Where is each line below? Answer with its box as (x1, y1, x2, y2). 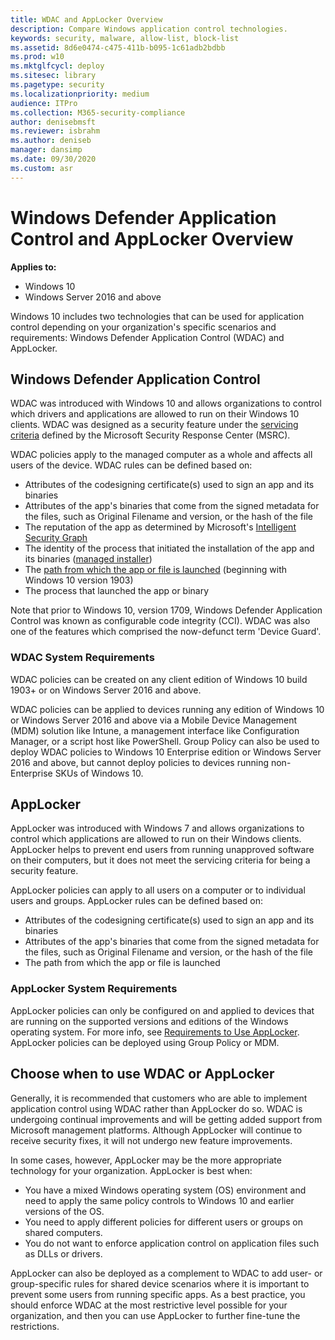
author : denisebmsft (10, 117, 97, 127)
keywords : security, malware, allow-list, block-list (10, 33, 240, 43)
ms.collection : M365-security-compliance (10, 107, 186, 118)
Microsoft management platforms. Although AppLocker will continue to (10, 1124, 303, 1136)
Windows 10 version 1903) (24, 574, 134, 586)
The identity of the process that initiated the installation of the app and (24, 542, 315, 555)
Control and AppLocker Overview (10, 227, 294, 250)
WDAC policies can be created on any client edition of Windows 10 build (10, 673, 308, 685)
